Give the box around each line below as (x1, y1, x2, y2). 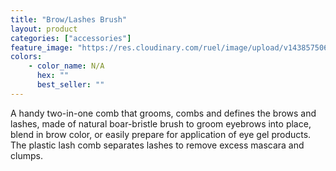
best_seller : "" (36, 80, 105, 90)
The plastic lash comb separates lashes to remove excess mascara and (10, 139, 305, 151)
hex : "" (36, 71, 70, 81)
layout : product (10, 24, 78, 34)
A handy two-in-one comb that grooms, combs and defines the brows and (10, 107, 317, 119)
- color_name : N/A (28, 61, 105, 71)
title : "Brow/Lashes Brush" (10, 14, 128, 25)
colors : (10, 52, 43, 62)
